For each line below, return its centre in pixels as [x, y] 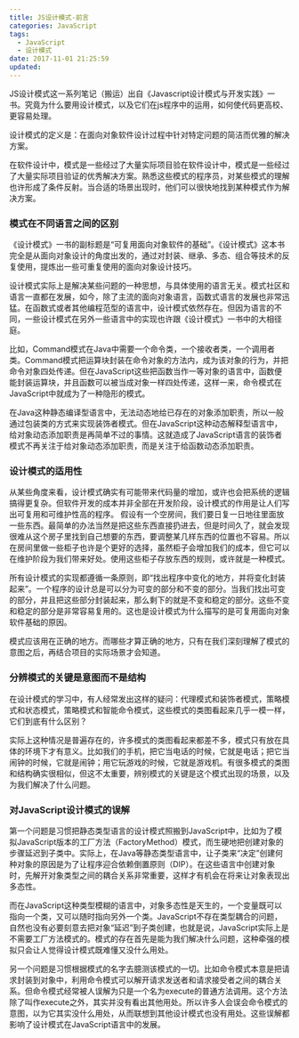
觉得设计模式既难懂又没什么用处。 [110, 950]
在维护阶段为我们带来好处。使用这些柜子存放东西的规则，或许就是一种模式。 [149, 559]
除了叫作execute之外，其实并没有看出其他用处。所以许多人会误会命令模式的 [149, 1002]
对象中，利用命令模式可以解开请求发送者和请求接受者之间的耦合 [157, 980]
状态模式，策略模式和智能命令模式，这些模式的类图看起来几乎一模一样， [157, 710]
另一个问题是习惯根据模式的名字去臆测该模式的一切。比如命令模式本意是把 [145, 969]
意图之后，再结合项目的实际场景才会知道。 [87, 653]
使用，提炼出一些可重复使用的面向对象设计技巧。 [106, 267]
